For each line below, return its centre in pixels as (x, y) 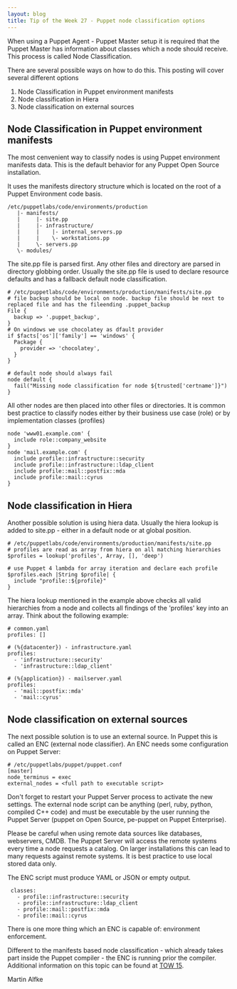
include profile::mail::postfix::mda (70, 471)
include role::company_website (60, 440)
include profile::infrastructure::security (79, 459)
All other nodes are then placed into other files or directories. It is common (116, 406)
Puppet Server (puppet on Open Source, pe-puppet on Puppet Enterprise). (117, 819)
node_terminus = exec (39, 777)
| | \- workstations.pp (63, 239)
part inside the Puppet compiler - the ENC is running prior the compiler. (112, 958)
